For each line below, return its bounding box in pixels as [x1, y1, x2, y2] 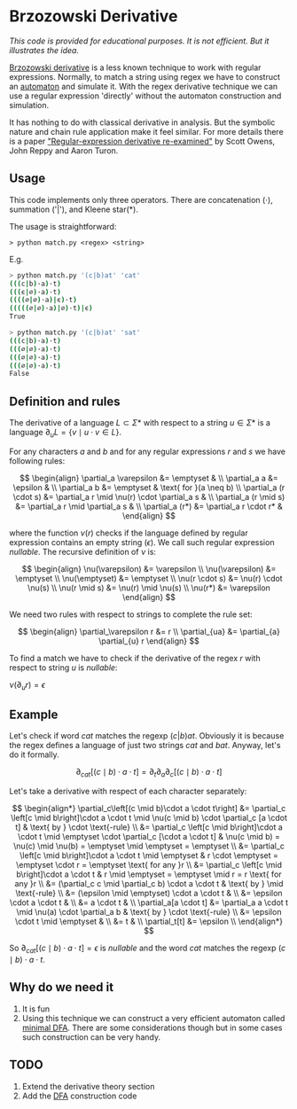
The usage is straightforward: [9, 221, 117, 231]
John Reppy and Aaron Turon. [9, 144, 119, 156]
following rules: [9, 455, 66, 466]
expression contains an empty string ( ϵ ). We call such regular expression [9, 536, 275, 547]
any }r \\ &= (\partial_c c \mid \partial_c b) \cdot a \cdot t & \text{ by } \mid [14, 879, 284, 889]
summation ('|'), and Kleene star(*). [9, 204, 139, 215]
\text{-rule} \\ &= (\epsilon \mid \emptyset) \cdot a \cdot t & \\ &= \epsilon [15, 888, 283, 899]
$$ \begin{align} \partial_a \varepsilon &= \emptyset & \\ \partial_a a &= [19, 472, 279, 483]
